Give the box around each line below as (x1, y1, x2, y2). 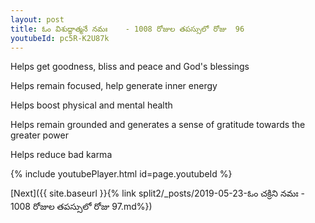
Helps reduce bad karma (10, 149, 113, 161)
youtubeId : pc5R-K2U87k (10, 33, 110, 43)
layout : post (10, 14, 65, 25)
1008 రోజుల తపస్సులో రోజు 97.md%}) (10, 201, 153, 213)
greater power (10, 129, 69, 141)
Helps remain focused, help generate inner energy (10, 80, 218, 92)
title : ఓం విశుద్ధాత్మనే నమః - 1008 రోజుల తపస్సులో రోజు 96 (10, 24, 245, 34)
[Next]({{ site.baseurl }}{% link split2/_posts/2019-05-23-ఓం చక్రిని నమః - (10, 187, 306, 200)
